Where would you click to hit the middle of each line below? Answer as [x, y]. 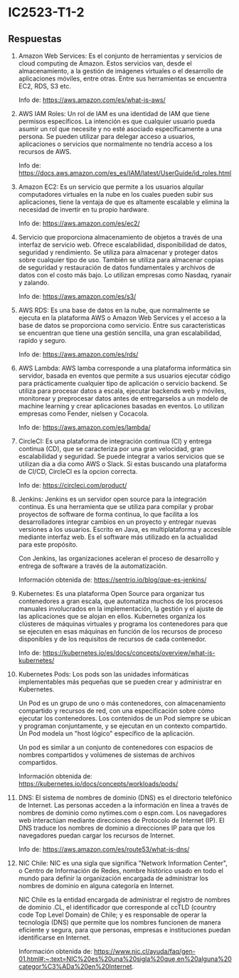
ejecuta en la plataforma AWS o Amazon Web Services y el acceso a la [122, 318]
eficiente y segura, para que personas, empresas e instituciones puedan [124, 930]
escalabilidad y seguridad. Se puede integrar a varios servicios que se [121, 456]
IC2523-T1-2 [46, 12]
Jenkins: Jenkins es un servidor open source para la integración [112, 499]
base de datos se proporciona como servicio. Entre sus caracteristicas [122, 325]
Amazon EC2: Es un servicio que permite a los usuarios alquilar [111, 187]
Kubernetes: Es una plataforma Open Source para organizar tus [111, 593]
